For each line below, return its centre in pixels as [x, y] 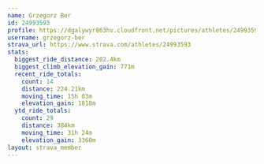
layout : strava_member [45, 147]
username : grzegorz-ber [46, 37]
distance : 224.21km [54, 89]
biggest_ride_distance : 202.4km [68, 60]
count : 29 [38, 118]
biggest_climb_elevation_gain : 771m [74, 67]
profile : [22, 30]
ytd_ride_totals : [43, 111]
